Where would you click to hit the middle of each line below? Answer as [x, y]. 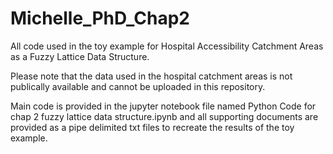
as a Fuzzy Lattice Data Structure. [80, 56]
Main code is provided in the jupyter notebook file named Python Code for [163, 106]
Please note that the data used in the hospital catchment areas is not [151, 76]
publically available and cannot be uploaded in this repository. [138, 86]
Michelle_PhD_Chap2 [100, 18]
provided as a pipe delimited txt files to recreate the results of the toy [152, 127]
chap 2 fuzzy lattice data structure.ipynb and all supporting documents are [164, 116]
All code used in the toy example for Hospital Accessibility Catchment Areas [167, 46]
